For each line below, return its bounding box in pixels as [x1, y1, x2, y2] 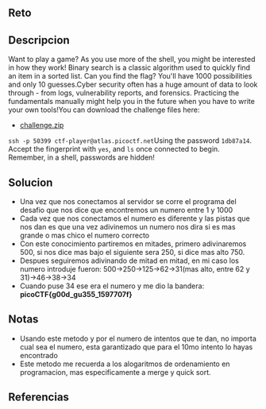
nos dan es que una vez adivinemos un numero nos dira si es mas [19, 222, 236, 232]
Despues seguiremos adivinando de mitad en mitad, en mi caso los [19, 256, 240, 265]
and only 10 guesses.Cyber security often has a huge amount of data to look [8, 79, 258, 90]
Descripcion [8, 33, 70, 47]
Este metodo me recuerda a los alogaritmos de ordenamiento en [19, 359, 230, 368]
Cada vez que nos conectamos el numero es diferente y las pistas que [19, 214, 250, 223]
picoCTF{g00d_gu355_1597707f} [19, 290, 133, 299]
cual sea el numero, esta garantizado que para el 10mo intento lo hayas [19, 341, 253, 352]
